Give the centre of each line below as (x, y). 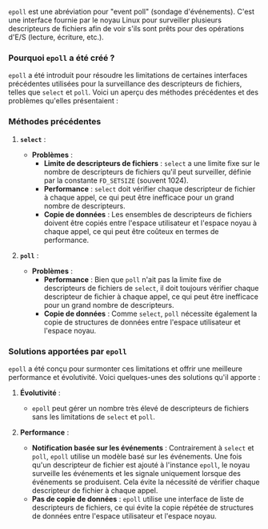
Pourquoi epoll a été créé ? (62, 58)
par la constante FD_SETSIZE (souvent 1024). (116, 180)
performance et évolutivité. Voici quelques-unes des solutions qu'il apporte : (134, 377)
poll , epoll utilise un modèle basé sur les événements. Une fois (137, 456)
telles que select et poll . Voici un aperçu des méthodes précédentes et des (133, 92)
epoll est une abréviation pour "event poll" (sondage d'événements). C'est (131, 12)
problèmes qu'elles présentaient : (63, 101)
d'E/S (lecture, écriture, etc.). (56, 37)
